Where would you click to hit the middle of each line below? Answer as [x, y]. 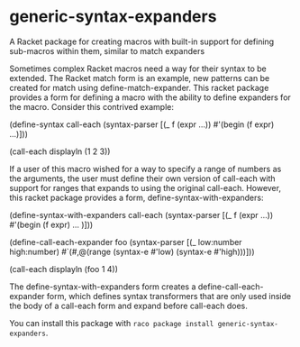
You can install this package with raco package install [112, 323]
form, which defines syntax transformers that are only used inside [168, 296]
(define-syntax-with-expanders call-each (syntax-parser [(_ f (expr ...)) [141, 215]
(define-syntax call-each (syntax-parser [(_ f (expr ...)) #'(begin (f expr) [142, 124]
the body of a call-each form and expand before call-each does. [128, 306]
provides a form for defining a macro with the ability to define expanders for [150, 97]
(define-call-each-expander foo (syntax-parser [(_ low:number [126, 242]
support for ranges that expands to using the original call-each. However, [145, 187]
